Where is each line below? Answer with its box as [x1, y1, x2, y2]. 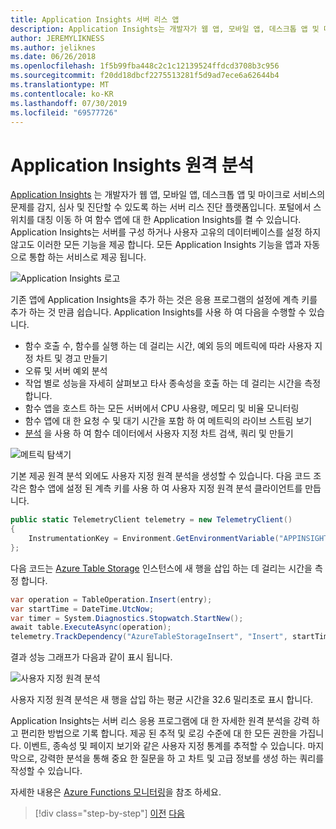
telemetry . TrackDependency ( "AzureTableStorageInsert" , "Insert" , [10, 632, 288, 642]
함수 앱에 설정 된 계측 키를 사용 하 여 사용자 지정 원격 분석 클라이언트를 [28, 482, 303, 495]
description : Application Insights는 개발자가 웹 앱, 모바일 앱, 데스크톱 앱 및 [10, 24, 320, 34]
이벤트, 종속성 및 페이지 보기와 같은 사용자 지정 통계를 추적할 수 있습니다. [23, 740, 306, 752]
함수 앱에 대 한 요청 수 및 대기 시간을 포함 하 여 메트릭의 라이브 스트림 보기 [24, 415, 313, 427]
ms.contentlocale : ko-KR [10, 89, 114, 99]
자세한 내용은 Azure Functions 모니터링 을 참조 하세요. [10, 786, 222, 798]
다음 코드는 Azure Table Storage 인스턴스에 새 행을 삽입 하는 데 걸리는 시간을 [10, 562, 313, 574]
